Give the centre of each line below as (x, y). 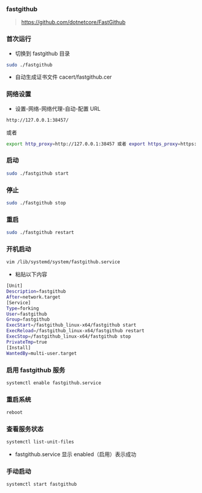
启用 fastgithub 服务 (36, 370)
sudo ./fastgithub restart (40, 233)
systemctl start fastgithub (42, 485)
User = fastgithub (27, 314)
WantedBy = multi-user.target (42, 353)
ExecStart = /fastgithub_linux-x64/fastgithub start (71, 325)
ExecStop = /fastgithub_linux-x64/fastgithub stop (69, 337)
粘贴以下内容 (31, 275)
